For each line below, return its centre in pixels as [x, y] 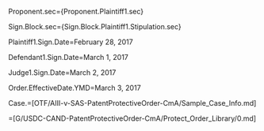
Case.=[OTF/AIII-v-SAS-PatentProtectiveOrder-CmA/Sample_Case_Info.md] [132, 103]
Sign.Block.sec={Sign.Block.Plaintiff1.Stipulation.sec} [95, 26]
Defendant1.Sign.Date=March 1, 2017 [68, 57]
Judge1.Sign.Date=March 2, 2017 [62, 73]
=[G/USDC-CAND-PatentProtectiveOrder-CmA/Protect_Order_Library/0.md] [132, 118]
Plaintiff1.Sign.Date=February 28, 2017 [71, 42]
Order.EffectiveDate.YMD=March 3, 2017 [75, 88]
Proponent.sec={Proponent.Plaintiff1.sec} [76, 11]
